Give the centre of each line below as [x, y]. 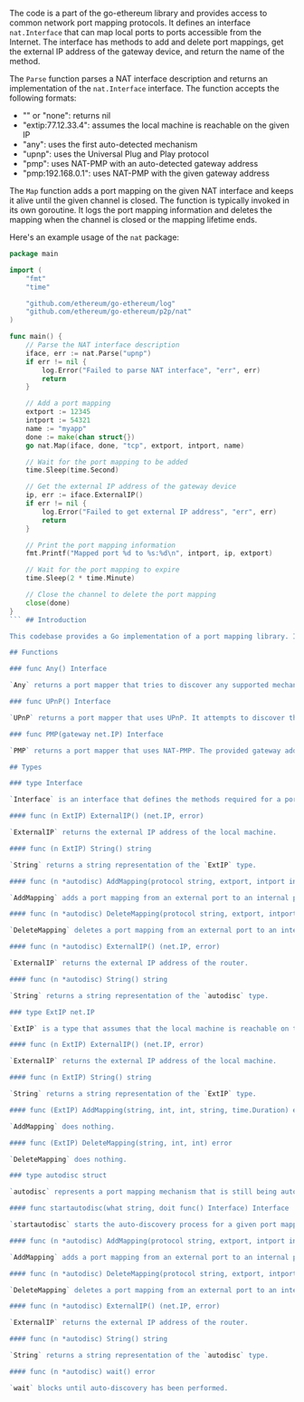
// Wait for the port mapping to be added [107, 462]
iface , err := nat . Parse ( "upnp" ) [89, 353]
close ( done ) [48, 603]
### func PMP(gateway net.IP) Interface [87, 734]
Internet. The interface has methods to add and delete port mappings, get [147, 42]
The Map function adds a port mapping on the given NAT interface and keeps [152, 191]
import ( [26, 270]
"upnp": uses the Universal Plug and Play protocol [116, 154]
